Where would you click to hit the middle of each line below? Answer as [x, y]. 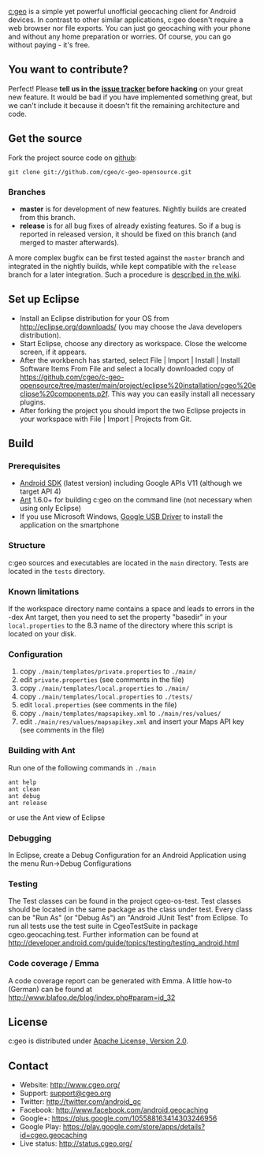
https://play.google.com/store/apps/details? [134, 1127]
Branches [27, 192]
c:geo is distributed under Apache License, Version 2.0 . [99, 1041]
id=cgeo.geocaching [53, 1135]
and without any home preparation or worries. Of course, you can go [120, 36]
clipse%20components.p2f [63, 393]
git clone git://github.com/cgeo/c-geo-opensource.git [100, 172]
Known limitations [44, 591]
